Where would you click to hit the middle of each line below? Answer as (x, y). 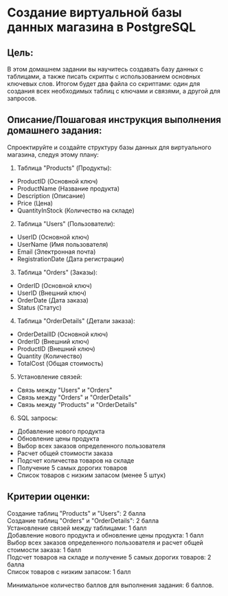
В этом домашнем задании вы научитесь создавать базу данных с (105, 69)
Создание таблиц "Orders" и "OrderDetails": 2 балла (83, 520)
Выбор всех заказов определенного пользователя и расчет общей (105, 542)
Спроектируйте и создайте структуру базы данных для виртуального (109, 147)
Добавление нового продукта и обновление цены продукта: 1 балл (105, 535)
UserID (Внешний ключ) (52, 293)
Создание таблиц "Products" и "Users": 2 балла (77, 513)
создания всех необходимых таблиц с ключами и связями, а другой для (114, 91)
